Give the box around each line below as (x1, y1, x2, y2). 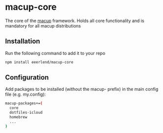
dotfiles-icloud (9, 110, 43, 115)
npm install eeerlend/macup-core (5, 59, 74, 65)
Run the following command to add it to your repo (5, 50, 106, 56)
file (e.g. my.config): (5, 91, 46, 97)
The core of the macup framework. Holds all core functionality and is (5, 18, 144, 24)
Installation (5, 37, 40, 46)
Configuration (5, 73, 49, 82)
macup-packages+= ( (5, 101, 43, 106)
